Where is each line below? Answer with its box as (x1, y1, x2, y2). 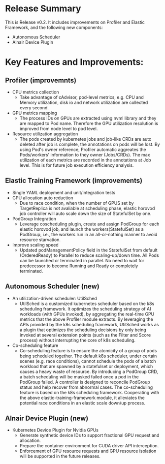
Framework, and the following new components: (5, 24, 103, 30)
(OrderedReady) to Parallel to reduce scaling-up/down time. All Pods (19, 252, 159, 258)
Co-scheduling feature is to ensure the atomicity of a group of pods (19, 347, 157, 353)
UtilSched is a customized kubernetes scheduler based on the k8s (19, 301, 155, 307)
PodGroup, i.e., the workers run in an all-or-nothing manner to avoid (19, 231, 158, 237)
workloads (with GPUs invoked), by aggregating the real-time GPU (19, 311, 155, 317)
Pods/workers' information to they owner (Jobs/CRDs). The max (19, 152, 150, 157)
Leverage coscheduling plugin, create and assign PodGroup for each (19, 221, 160, 227)
